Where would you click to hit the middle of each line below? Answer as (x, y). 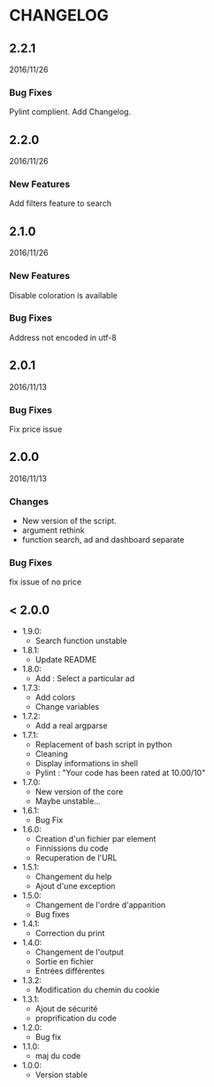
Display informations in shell (87, 764)
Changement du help (73, 877)
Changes (29, 501)
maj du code (58, 1056)
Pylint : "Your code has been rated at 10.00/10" (120, 773)
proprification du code (76, 1019)
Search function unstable (81, 641)
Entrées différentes (70, 971)
